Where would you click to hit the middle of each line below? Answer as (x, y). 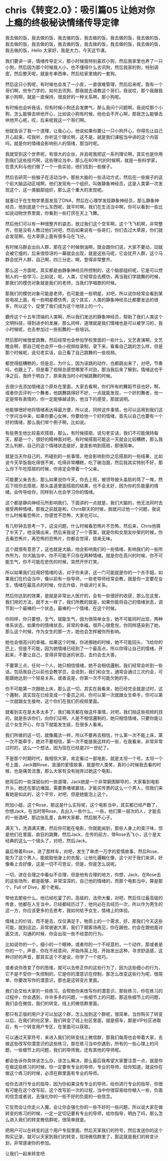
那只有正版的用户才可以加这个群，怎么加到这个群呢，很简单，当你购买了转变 (84, 1014)
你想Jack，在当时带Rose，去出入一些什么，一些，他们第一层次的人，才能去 (83, 811)
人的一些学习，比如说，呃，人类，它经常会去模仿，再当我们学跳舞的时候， (86, 276)
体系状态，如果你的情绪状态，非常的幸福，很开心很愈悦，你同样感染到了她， (84, 625)
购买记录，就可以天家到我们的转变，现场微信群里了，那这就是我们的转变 (79, 1136)
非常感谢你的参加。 (33, 1143)
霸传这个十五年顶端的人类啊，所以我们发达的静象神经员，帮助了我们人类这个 (84, 317)
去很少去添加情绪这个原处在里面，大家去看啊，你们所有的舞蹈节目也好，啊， (84, 386)
